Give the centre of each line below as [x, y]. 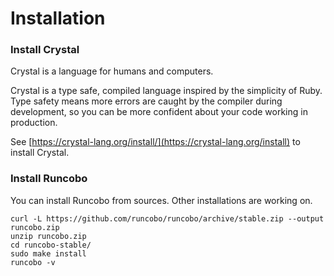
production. [34, 123]
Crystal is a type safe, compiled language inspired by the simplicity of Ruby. [166, 91]
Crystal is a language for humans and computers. [112, 71]
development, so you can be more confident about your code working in [159, 112]
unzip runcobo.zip [48, 236]
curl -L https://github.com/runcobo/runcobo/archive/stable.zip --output [167, 218]
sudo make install [48, 253]
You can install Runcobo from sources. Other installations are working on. [161, 200]
